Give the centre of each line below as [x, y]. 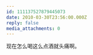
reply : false [22, 23]
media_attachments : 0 [33, 28]
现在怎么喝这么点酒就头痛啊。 [43, 46]
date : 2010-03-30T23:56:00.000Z [46, 17]
